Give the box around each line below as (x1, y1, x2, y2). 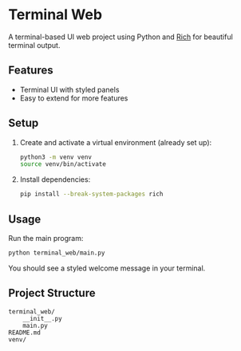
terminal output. (8, 40, 61, 49)
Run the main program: (8, 234, 84, 243)
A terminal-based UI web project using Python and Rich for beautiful (8, 32, 233, 41)
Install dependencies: (19, 175, 91, 184)
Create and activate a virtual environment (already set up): (19, 137, 212, 147)
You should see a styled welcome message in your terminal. (8, 263, 206, 273)
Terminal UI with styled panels (19, 85, 120, 94)
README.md (8, 329, 41, 337)
